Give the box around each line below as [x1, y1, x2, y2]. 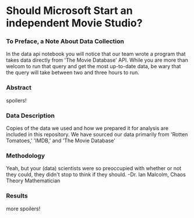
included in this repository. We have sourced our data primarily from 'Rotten [6, 131, 188, 138]
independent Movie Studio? [6, 16, 143, 30]
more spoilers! [6, 205, 41, 212]
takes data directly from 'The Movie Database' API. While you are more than [6, 57, 188, 64]
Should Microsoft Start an [6, 4, 133, 17]
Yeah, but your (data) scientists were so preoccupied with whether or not [6, 165, 182, 172]
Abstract [6, 83, 32, 92]
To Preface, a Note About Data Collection [6, 37, 124, 45]
